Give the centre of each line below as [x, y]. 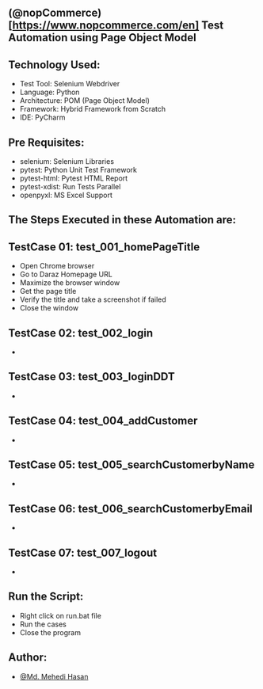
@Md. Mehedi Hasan [54, 676]
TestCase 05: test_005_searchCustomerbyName [131, 465]
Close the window [49, 308]
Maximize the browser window [70, 283]
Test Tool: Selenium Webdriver [70, 84]
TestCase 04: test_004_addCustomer [103, 421]
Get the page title [48, 291]
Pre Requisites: [46, 142]
